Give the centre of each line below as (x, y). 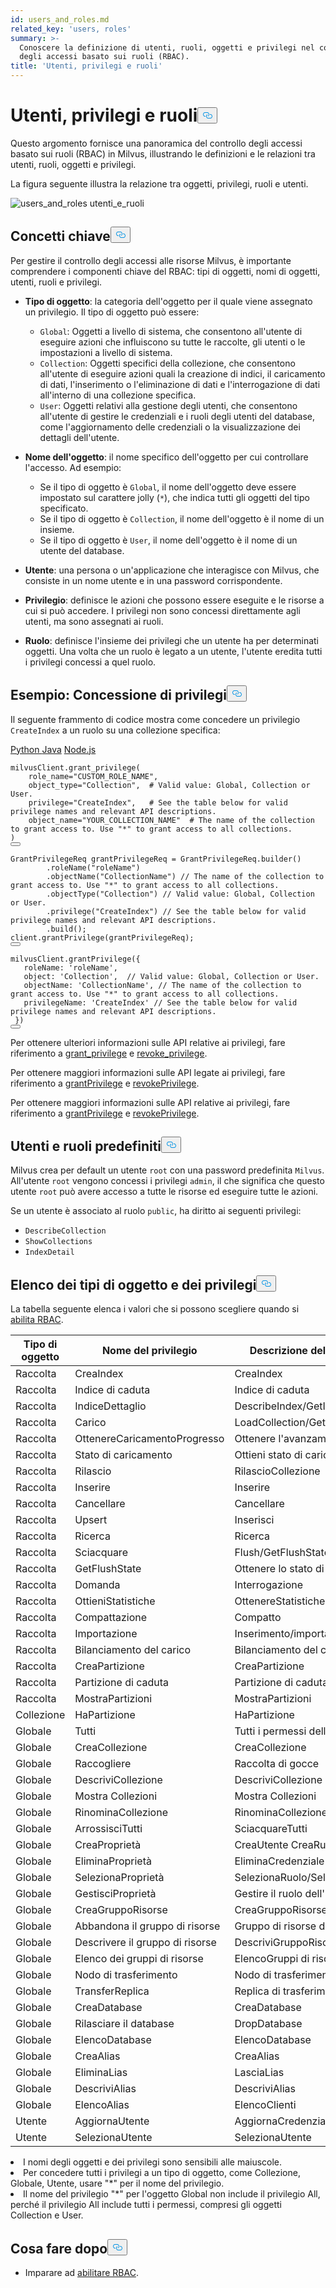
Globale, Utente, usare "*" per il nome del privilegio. (117, 2183)
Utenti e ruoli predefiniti (86, 1146)
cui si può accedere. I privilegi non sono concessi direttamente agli (162, 610)
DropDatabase (268, 2024)
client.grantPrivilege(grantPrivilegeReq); (102, 937)
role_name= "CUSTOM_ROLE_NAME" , (93, 776)
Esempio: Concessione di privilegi (118, 695)
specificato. (64, 508)
